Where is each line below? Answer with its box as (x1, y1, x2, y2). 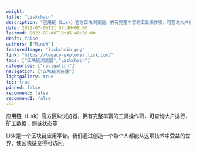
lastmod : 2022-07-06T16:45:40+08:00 (6, 30, 96, 36)
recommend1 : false (6, 95, 51, 101)
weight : (6, 8, 25, 15)
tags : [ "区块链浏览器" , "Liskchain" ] (6, 57, 90, 63)
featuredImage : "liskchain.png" (6, 47, 85, 53)
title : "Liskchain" (6, 14, 54, 20)
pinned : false (6, 85, 41, 91)
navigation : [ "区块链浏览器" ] (6, 68, 74, 74)
